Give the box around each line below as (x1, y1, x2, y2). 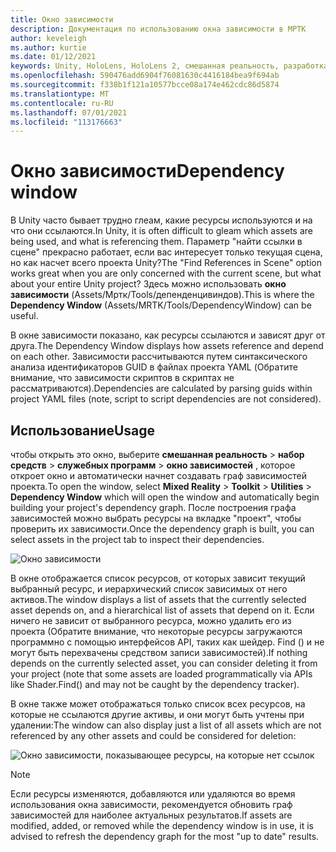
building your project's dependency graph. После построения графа (10, 502, 297, 513)
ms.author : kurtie (10, 42, 87, 53)
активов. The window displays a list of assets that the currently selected (10, 594, 307, 605)
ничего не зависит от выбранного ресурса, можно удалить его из (10, 615, 292, 626)
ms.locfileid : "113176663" (10, 117, 123, 127)
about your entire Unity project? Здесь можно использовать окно (10, 278, 287, 290)
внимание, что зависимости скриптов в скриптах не (10, 372, 235, 384)
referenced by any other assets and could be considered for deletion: (10, 730, 297, 741)
